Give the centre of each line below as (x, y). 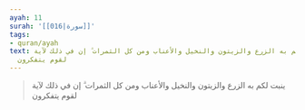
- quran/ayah (34, 43)
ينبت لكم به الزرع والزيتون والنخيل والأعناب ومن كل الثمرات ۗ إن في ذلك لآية (158, 85)
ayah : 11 (26, 18)
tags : (20, 34)
